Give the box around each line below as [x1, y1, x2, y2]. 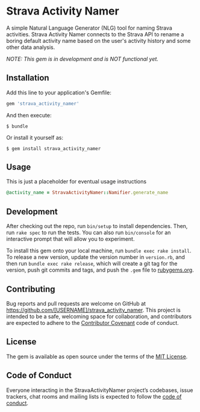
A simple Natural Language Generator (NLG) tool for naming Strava [6, 24, 173, 31]
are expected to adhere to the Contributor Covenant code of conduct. [6, 319, 179, 326]
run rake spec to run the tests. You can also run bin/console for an [6, 229, 171, 237]
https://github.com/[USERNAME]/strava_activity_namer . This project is [6, 306, 181, 313]
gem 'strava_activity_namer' [6, 100, 80, 106]
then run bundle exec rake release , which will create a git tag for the [6, 260, 178, 267]
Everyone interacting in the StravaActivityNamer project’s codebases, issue [6, 386, 193, 394]
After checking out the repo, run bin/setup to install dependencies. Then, [6, 223, 188, 230]
